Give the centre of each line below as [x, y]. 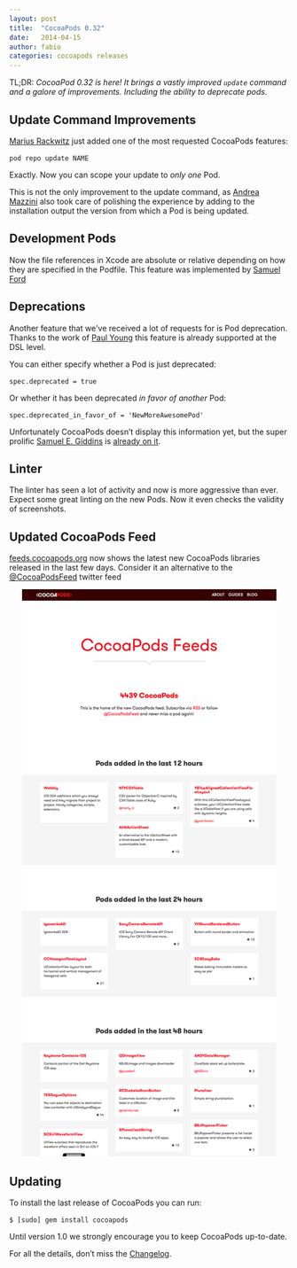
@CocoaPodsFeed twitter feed [66, 577]
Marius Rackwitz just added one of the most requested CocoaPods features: [148, 141]
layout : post [33, 19]
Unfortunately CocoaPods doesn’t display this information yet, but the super [148, 432]
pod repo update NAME [49, 158]
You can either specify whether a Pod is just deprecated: [113, 364]
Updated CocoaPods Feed [83, 537]
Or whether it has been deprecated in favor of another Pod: [118, 398]
